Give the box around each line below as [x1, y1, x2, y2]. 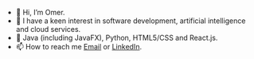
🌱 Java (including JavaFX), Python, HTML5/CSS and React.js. [15, 33, 218, 42]
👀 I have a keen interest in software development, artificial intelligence [15, 16, 246, 26]
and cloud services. [15, 25, 81, 33]
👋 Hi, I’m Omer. [15, 8, 65, 17]
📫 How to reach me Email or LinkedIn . [15, 42, 142, 51]
